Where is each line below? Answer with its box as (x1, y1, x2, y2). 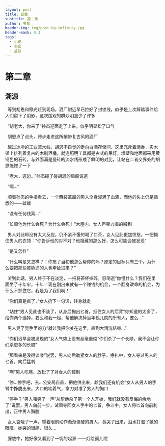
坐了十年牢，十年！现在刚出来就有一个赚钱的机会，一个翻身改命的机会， (9, 281, 156, 287)
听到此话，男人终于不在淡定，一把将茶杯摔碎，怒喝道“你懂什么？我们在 (7, 275, 152, 281)
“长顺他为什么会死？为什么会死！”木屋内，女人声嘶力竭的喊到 (7, 221, 132, 227)
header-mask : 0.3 (5, 30, 41, 35)
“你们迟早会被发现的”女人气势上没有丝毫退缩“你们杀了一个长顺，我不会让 (7, 336, 156, 342)
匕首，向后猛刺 (5, 358, 35, 364)
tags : (5, 35, 16, 40)
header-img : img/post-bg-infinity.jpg (5, 26, 84, 31)
